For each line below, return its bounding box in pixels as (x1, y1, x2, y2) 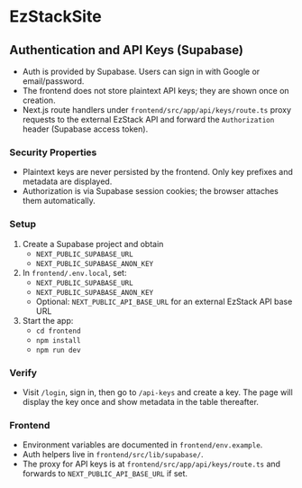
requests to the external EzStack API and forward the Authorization (22, 115, 275, 124)
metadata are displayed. (22, 176, 113, 187)
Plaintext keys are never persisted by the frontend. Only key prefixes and (22, 167, 293, 178)
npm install (35, 336, 81, 345)
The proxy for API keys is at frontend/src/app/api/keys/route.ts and (22, 458, 281, 470)
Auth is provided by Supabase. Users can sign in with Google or (22, 66, 261, 77)
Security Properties (9, 146, 97, 159)
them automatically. (22, 196, 96, 207)
